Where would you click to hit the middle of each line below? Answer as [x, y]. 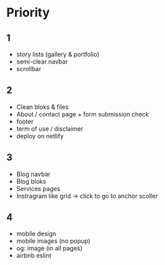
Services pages [38, 188]
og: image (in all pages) [49, 249]
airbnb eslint [34, 255]
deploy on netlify [40, 136]
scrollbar [29, 69]
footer [25, 121]
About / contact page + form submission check [82, 114]
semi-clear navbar [42, 62]
